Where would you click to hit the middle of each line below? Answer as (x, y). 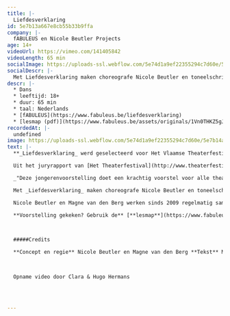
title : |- (21, 13)
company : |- (24, 32)
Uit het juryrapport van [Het (56, 166)
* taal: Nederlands (41, 109)
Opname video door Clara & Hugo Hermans (72, 277)
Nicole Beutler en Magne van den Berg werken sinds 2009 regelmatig (113, 202)
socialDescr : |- (30, 70)
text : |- (20, 147)
